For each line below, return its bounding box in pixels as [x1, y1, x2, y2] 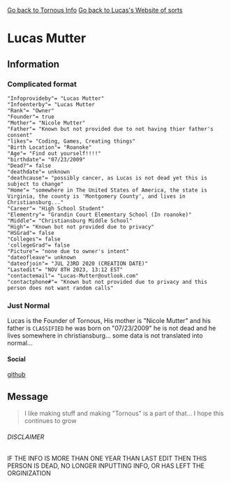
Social [7, 354, 26, 363]
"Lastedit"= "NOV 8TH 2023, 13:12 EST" [7, 266, 124, 273]
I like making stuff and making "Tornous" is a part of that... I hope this [24, 409, 225, 418]
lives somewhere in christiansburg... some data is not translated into [7, 331, 204, 340]
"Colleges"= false [7, 236, 61, 243]
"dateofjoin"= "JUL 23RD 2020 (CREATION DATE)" [7, 260, 149, 267]
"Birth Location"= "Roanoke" [7, 143, 92, 151]
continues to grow [24, 417, 77, 425]
